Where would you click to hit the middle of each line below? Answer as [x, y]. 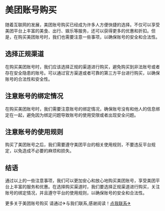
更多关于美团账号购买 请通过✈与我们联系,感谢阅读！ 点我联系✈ [68, 203]
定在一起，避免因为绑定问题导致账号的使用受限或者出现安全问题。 [72, 115]
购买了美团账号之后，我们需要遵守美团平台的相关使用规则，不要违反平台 [78, 145]
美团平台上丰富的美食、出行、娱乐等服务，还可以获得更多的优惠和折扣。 [78, 30]
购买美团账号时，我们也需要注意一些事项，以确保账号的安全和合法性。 [89, 37]
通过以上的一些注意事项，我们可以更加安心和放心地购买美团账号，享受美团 [80, 181]
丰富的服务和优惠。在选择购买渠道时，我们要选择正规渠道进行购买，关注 [87, 187]
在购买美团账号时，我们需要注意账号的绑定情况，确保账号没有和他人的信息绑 [82, 109]
